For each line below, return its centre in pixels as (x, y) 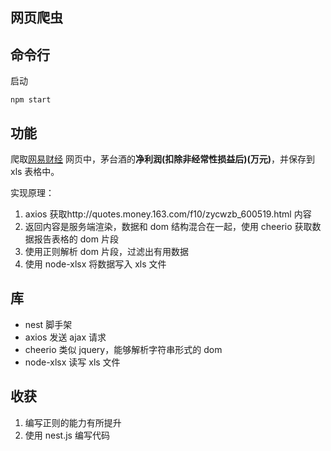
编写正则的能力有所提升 (73, 422)
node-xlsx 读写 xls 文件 (72, 362)
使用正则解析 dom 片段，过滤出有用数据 (106, 252)
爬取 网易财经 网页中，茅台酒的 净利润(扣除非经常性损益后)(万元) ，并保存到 (163, 159)
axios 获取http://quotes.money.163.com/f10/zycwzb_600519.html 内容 (168, 214)
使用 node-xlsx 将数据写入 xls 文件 (95, 264)
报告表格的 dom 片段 (76, 239)
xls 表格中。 (35, 172)
